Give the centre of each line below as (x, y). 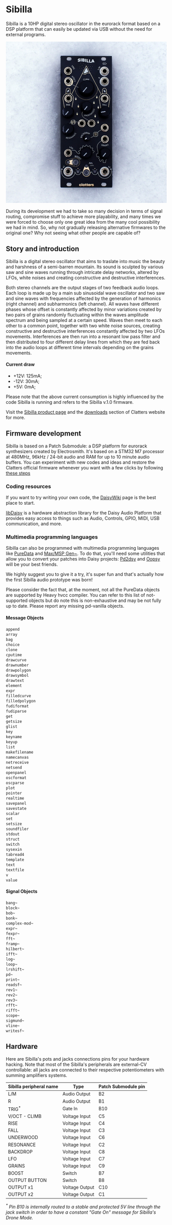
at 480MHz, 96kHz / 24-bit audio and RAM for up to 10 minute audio (78, 457)
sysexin (14, 849)
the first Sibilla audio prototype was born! (49, 580)
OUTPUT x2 (21, 1194)
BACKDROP (20, 1152)
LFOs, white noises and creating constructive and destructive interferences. (85, 277)
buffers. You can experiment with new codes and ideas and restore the (80, 462)
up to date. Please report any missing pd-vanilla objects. (65, 606)
